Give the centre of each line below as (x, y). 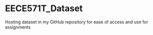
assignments (18, 27)
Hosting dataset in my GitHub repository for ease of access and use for (77, 22)
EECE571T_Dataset (44, 9)
